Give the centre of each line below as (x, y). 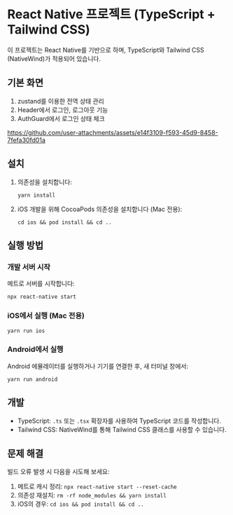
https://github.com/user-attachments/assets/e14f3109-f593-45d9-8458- (113, 132)
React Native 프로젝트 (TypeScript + (111, 14)
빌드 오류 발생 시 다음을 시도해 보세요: (58, 472)
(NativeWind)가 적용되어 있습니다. (54, 58)
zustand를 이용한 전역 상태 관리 (61, 101)
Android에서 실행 (35, 349)
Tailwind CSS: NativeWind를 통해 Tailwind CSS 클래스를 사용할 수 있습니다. (122, 429)
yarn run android (33, 379)
